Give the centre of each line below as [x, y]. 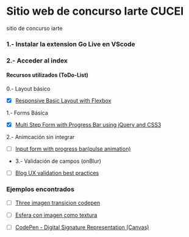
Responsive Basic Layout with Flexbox [63, 100]
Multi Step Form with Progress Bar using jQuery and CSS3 [88, 125]
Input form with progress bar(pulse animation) [73, 149]
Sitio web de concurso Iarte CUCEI [95, 11]
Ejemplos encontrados [41, 189]
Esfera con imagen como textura [56, 215]
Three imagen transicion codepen [58, 203]
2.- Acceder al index [37, 61]
